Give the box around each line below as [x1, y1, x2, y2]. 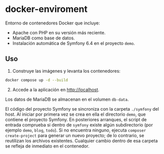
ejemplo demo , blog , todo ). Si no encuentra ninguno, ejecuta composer [5, 127, 146, 133]
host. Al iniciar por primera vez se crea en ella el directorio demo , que [5, 111, 146, 117]
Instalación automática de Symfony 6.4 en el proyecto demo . [12, 40, 135, 46]
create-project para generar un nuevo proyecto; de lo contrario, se [5, 132, 144, 138]
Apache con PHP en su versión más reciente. [12, 29, 106, 35]
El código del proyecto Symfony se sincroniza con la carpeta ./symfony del [5, 106, 159, 112]
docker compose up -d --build [5, 77, 68, 83]
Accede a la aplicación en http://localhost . [12, 86, 99, 93]
